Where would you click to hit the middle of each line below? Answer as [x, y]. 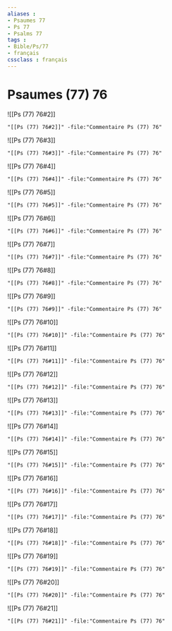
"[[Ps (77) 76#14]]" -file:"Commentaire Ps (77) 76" [86, 439]
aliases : [22, 14]
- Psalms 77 [25, 33]
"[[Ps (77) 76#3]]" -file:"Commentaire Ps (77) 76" [85, 153]
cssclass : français [38, 60]
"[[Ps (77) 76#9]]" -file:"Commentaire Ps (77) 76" [85, 309]
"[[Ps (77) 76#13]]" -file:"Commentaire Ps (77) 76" [86, 413]
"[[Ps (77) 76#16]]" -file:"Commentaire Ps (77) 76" [86, 491]
